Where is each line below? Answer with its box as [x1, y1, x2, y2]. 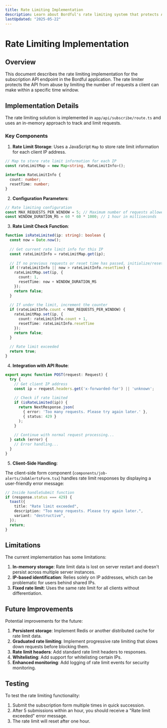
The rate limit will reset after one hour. [12, 718, 90, 724]
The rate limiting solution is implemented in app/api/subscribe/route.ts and [5, 115, 162, 121]
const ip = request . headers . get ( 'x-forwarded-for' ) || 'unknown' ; [14, 386, 155, 391]
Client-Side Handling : [12, 460, 58, 466]
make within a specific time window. [5, 87, 80, 93]
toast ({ [9, 499, 26, 504]
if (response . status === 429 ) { [5, 494, 72, 499]
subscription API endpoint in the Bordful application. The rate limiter [5, 76, 144, 82]
